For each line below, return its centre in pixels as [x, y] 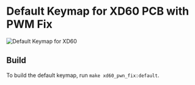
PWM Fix [30, 24]
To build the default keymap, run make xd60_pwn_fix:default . [83, 75]
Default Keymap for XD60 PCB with [98, 11]
